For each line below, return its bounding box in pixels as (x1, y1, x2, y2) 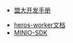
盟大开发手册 (13, 6, 51, 14)
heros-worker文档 (13, 21, 66, 29)
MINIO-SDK (13, 28, 48, 37)
